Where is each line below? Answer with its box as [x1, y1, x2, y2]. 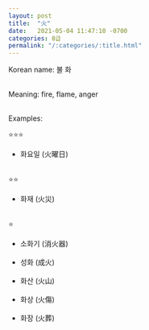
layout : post [8, 11, 52, 20]
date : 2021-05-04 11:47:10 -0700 [8, 27, 128, 35]
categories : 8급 [8, 34, 62, 43]
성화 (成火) [19, 258, 55, 267]
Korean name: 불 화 [8, 65, 72, 75]
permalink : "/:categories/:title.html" [8, 42, 143, 50]
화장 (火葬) [19, 313, 55, 323]
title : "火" [8, 19, 51, 27]
